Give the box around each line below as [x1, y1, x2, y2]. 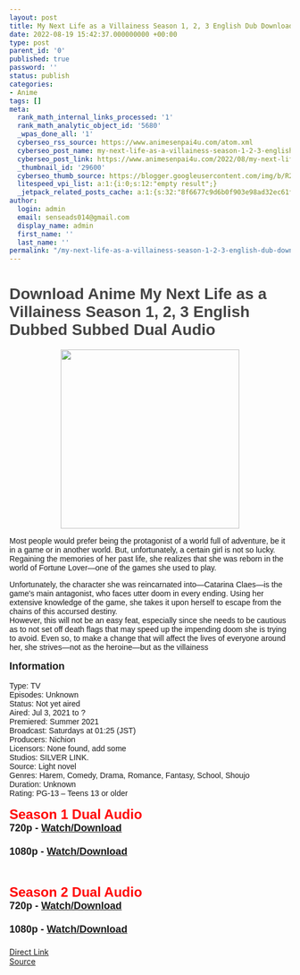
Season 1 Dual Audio [9, 807, 143, 823]
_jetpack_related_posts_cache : [17, 188, 134, 197]
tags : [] [9, 96, 42, 106]
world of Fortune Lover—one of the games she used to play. [9, 563, 217, 573]
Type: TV [9, 681, 41, 691]
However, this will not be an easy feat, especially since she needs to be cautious [9, 615, 287, 626]
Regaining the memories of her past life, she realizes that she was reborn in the [9, 554, 284, 564]
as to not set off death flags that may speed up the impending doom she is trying [9, 624, 287, 635]
